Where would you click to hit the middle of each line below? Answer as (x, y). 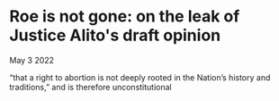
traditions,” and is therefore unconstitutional (91, 87)
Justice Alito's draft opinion (115, 35)
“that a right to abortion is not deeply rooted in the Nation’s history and (140, 77)
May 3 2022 (32, 60)
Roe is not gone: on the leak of (125, 17)
